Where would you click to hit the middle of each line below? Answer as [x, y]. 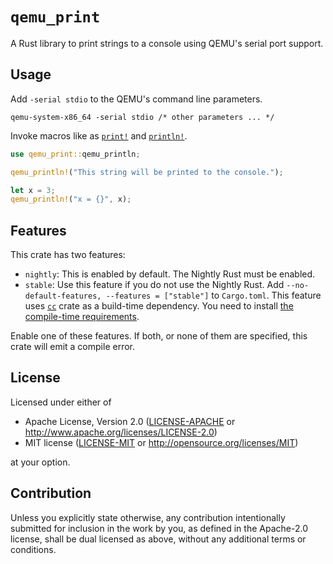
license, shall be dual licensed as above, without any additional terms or [158, 539]
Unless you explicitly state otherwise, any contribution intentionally [148, 517]
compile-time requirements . [82, 317]
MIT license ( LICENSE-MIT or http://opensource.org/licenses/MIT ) [161, 442]
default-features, [63, 296]
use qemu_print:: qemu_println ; [75, 154]
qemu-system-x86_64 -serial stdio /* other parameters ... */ [142, 117]
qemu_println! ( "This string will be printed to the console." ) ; [147, 172]
